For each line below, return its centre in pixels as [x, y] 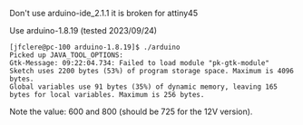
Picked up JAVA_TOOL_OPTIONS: [67, 55]
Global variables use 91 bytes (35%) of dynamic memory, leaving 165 [144, 87]
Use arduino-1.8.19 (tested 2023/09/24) [83, 30]
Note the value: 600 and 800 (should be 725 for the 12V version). [131, 111]
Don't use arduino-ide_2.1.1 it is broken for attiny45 [103, 13]
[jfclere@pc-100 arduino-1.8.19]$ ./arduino [95, 47]
